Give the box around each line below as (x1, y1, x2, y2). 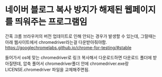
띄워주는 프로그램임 (15, 16, 87, 27)
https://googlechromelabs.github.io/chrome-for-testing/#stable (5, 44, 132, 51)
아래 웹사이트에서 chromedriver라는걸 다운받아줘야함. (5, 39, 108, 45)
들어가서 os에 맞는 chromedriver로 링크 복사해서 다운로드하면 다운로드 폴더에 (5, 54, 152, 60)
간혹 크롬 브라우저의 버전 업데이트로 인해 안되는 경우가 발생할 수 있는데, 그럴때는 (5, 33, 157, 39)
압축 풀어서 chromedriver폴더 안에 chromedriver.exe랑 (23, 61, 129, 66)
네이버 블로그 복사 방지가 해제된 (5, 4, 123, 15)
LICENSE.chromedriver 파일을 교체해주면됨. (5, 66, 90, 72)
